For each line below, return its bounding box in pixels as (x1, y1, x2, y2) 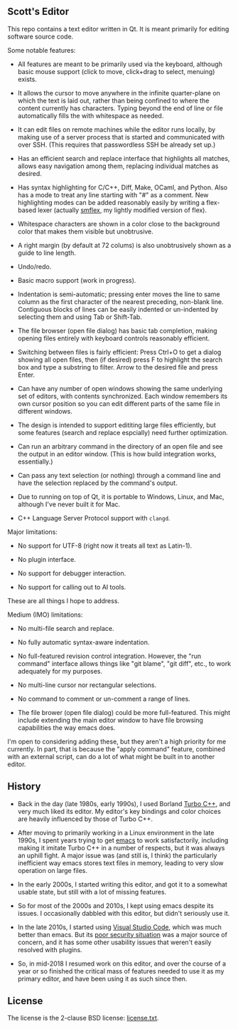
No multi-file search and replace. (17, 624, 114, 632)
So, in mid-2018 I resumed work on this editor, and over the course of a (17, 959, 226, 968)
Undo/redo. (17, 262, 52, 271)
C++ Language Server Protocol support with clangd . (17, 513, 171, 522)
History (7, 780, 41, 793)
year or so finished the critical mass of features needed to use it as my (17, 966, 225, 975)
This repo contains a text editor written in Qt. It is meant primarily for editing (7, 24, 229, 33)
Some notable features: (7, 46, 76, 54)
